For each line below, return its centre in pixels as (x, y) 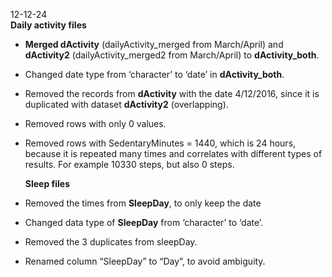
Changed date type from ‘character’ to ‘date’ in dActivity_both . (154, 74)
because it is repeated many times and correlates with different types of (173, 153)
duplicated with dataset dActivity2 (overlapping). (126, 104)
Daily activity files (48, 25)
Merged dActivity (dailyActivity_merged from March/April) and (154, 44)
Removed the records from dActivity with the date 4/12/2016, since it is (172, 93)
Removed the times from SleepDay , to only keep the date (143, 203)
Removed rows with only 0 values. (95, 123)
